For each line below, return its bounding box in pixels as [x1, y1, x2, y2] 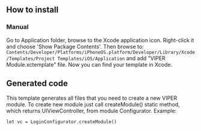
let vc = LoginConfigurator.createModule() [6, 118, 117, 125]
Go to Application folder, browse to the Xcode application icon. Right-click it [6, 36, 194, 44]
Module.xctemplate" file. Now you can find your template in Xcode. [6, 61, 173, 68]
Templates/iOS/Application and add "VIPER [57, 54, 165, 62]
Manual [6, 23, 29, 31]
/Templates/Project [6, 55, 55, 62]
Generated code [6, 78, 68, 89]
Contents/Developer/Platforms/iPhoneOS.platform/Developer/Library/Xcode [6, 49, 196, 55]
